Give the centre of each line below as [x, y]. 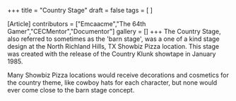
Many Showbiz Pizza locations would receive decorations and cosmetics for [118, 75]
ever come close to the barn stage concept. [71, 90]
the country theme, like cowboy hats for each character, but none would [112, 83]
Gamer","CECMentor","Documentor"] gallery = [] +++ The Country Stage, [114, 31]
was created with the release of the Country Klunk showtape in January [112, 54]
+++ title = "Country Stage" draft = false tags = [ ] [80, 10]
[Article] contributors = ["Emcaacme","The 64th [77, 24]
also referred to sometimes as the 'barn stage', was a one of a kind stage [114, 39]
